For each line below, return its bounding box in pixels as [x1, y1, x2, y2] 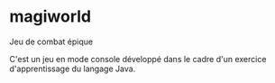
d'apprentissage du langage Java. [9, 63, 136, 74]
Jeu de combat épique [9, 36, 93, 47]
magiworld [9, 6, 92, 27]
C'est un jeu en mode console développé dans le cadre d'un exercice [9, 53, 267, 64]
